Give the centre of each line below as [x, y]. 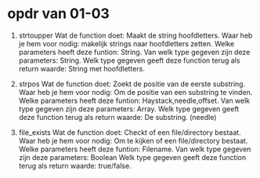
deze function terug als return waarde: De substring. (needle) [117, 117]
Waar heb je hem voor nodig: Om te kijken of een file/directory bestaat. [133, 140]
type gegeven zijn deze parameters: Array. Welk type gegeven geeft [129, 109]
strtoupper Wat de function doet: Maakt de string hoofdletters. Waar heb [135, 35]
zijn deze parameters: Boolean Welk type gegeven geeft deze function [132, 157]
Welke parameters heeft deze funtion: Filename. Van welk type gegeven [135, 149]
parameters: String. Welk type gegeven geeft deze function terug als [129, 60]
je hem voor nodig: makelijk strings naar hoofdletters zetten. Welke [126, 43]
